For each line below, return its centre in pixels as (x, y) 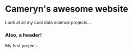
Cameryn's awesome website (67, 9)
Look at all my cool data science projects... (48, 22)
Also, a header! (23, 35)
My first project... (22, 46)
